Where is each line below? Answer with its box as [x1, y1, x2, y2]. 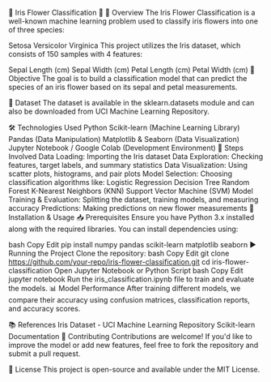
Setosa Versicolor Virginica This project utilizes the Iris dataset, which [8, 41, 241, 50]
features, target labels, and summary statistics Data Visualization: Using [8, 161, 248, 170]
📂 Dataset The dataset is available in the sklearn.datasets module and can [8, 98, 255, 107]
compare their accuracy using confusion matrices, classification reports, [8, 295, 251, 304]
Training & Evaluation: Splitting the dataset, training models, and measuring [8, 195, 259, 204]
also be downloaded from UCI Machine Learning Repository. [8, 106, 210, 116]
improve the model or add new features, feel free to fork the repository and [8, 341, 259, 350]
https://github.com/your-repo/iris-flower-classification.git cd [8, 257, 210, 267]
